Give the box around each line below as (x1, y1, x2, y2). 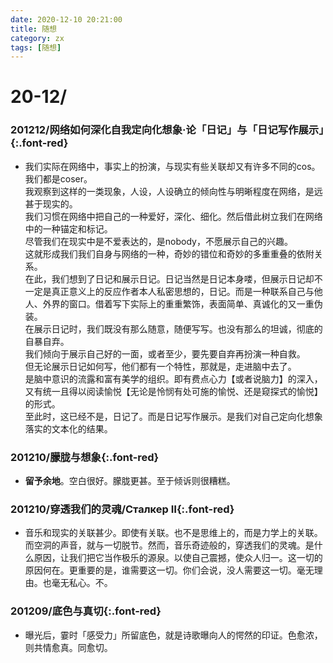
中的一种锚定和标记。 (24, 222, 113, 235)
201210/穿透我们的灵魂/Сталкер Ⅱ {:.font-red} (10, 502, 235, 516)
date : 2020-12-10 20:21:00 (10, 14, 123, 25)
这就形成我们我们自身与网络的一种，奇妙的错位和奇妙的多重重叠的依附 (24, 247, 315, 260)
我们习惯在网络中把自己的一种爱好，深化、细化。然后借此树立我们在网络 (24, 210, 323, 222)
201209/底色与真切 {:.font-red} (10, 604, 162, 618)
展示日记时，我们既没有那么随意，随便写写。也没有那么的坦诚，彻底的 (33, 322, 323, 335)
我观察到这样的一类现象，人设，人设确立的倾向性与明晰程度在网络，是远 (24, 185, 323, 197)
